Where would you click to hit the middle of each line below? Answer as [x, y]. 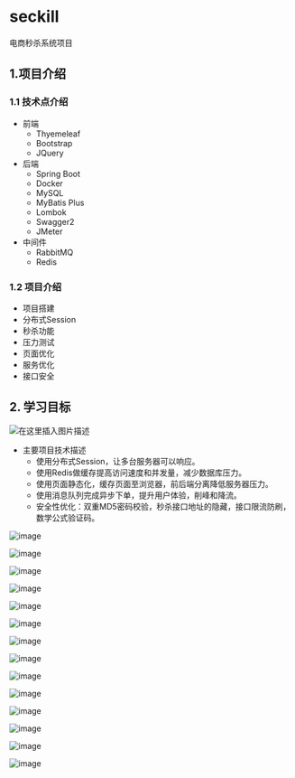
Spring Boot [58, 173]
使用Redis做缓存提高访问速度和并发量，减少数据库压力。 [141, 473]
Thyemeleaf [58, 134]
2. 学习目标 [40, 407]
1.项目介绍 [38, 74]
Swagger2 [55, 221]
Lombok [51, 212]
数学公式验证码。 [68, 518]
